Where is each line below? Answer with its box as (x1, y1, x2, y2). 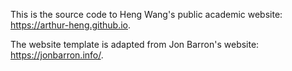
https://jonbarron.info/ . (10, 49, 104, 61)
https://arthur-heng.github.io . (10, 19, 132, 31)
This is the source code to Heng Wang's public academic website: (10, 9, 283, 20)
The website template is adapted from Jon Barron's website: (10, 39, 260, 50)
